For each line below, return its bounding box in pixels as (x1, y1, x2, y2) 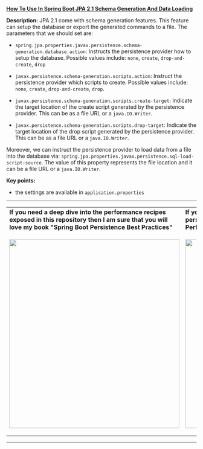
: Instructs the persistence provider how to (85, 48, 192, 55)
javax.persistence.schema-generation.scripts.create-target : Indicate (14, 97, 193, 104)
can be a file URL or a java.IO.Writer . (6, 166, 101, 172)
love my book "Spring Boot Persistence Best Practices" (9, 223, 173, 231)
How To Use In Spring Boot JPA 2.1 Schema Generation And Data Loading (6, 5, 193, 12)
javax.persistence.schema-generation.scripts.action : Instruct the (14, 73, 182, 79)
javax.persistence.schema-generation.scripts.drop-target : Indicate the (14, 121, 197, 129)
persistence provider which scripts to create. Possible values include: (14, 79, 188, 86)
